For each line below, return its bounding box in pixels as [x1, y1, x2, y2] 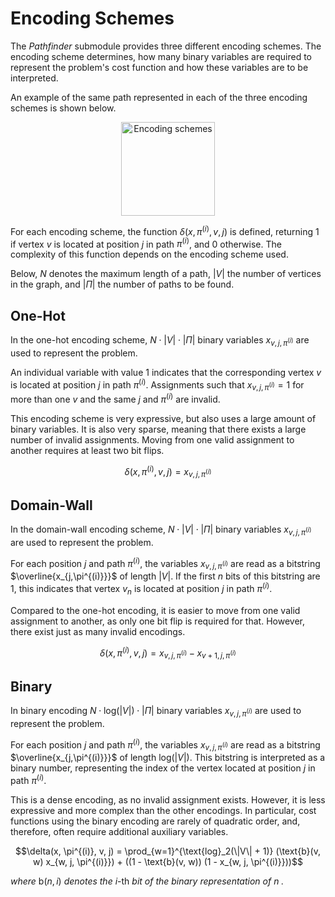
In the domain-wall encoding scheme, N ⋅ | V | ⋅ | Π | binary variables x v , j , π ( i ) [10, 523, 312, 538]
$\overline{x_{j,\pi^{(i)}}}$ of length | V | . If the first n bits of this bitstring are [10, 570, 321, 582]
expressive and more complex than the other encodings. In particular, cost [10, 805, 317, 817]
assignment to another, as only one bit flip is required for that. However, [10, 615, 305, 627]
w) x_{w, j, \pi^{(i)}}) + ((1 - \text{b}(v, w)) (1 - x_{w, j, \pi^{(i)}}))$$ [33, 856, 303, 868]
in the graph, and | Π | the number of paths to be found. [10, 278, 235, 291]
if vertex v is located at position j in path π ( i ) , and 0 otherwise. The [10, 236, 282, 250]
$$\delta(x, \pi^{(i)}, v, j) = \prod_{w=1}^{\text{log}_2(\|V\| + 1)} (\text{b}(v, [15, 845, 321, 857]
